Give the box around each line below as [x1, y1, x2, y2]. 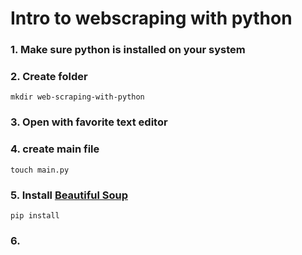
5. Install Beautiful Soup [10, 188, 128, 202]
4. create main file [10, 142, 100, 156]
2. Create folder [10, 70, 88, 84]
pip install [10, 210, 60, 221]
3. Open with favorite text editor [10, 115, 168, 129]
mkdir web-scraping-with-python [10, 92, 145, 102]
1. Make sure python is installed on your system [10, 43, 246, 57]
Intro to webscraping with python [10, 7, 293, 30]
